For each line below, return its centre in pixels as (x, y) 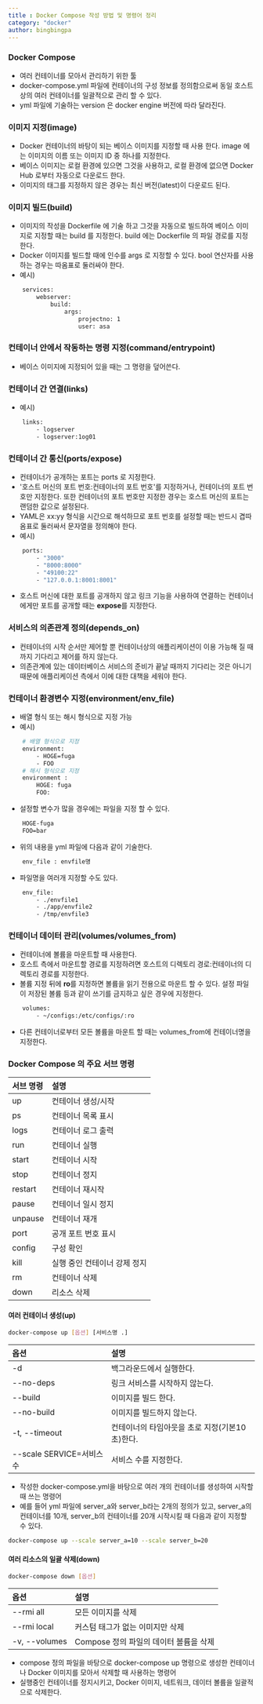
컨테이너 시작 (75, 1160)
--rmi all (28, 1611)
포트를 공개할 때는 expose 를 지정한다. (99, 606)
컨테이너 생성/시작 (83, 1101)
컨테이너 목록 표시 (83, 1116)
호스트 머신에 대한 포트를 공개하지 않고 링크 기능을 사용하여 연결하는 (123, 596)
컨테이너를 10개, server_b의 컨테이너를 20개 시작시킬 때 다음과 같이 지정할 (133, 1516)
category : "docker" (40, 23)
